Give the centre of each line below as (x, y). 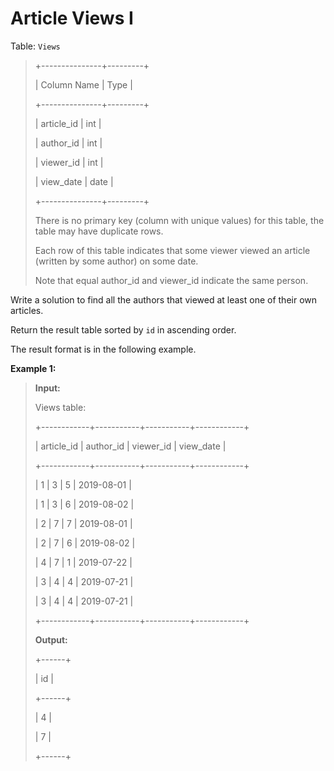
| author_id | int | (68, 143)
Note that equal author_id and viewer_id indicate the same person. (171, 280)
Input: (47, 388)
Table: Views (35, 46)
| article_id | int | (68, 123)
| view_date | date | (74, 181)
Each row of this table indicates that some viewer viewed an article (172, 250)
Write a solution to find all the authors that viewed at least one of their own (164, 299)
